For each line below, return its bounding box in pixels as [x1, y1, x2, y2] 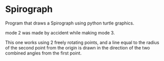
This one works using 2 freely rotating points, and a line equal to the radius [5, 39, 159, 45]
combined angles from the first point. [5, 50, 81, 56]
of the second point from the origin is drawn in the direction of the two [5, 44, 150, 50]
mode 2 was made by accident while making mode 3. [5, 29, 115, 35]
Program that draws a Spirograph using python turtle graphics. [5, 20, 134, 26]
